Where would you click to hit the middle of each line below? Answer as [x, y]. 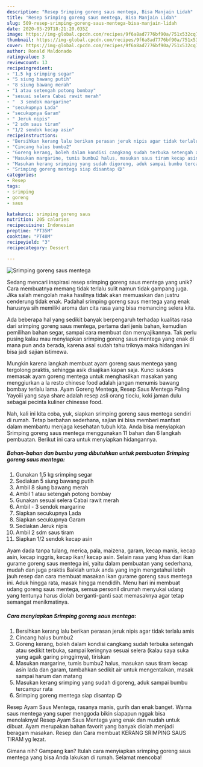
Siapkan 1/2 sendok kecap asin [54, 539]
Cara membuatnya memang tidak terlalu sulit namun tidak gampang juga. [98, 289]
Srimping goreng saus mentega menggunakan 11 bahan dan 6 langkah [94, 432]
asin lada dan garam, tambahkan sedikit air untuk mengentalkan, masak [105, 670]
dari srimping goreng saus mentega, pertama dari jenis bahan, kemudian [97, 326]
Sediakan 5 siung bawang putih [55, 481]
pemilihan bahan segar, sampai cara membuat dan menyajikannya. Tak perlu [102, 332]
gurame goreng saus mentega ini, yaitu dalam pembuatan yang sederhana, [100, 564]
